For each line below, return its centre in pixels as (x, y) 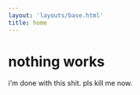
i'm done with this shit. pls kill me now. (70, 83)
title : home (28, 23)
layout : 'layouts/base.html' (56, 15)
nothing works (57, 62)
